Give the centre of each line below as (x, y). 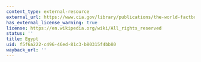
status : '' (20, 34)
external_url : (24, 17)
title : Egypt (22, 39)
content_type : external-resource (48, 12)
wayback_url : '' (26, 50)
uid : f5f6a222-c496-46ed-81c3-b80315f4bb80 (61, 45)
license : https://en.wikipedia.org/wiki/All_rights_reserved (84, 28)
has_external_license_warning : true (52, 22)
